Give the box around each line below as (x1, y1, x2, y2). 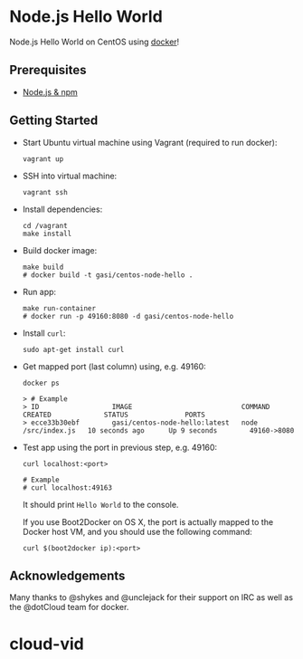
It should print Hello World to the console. (22, 499, 179, 510)
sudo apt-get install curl (22, 345, 125, 354)
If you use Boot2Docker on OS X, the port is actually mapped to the (22, 516, 274, 527)
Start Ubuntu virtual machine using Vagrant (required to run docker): (22, 137, 278, 148)
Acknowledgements (9, 568, 126, 583)
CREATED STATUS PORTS (22, 410, 205, 419)
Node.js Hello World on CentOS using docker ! (9, 36, 180, 47)
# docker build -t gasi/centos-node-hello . (22, 270, 194, 280)
